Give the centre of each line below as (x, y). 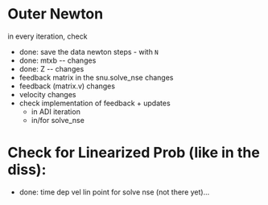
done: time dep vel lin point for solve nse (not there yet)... (114, 192)
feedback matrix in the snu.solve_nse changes (96, 77)
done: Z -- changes (52, 68)
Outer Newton (56, 14)
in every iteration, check (47, 36)
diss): (27, 170)
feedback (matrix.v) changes (67, 86)
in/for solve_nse (58, 120)
